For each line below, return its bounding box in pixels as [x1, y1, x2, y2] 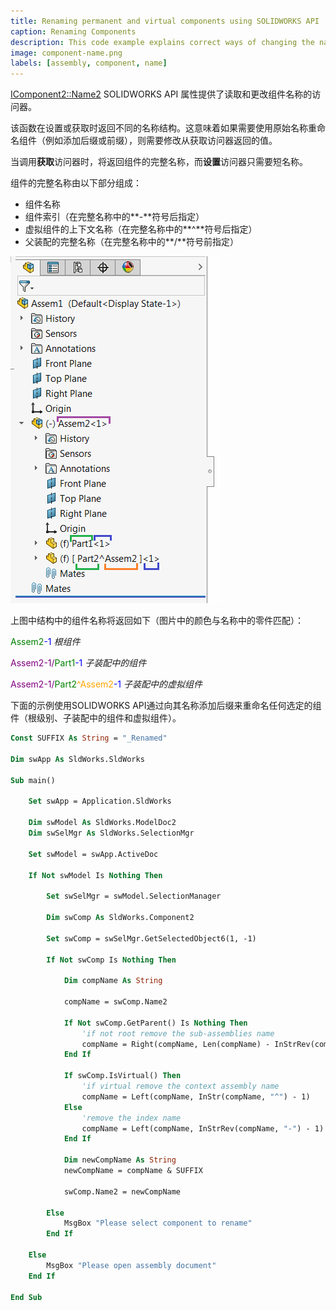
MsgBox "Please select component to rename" [63, 1218, 253, 1229]
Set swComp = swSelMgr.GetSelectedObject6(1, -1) [46, 933, 257, 944]
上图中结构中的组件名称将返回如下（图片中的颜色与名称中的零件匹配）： [10, 615, 304, 627]
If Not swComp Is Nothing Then [46, 955, 177, 965]
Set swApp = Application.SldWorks [28, 796, 172, 807]
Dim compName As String [63, 976, 163, 986]
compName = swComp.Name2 [63, 997, 168, 1007]
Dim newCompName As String [63, 1155, 177, 1165]
